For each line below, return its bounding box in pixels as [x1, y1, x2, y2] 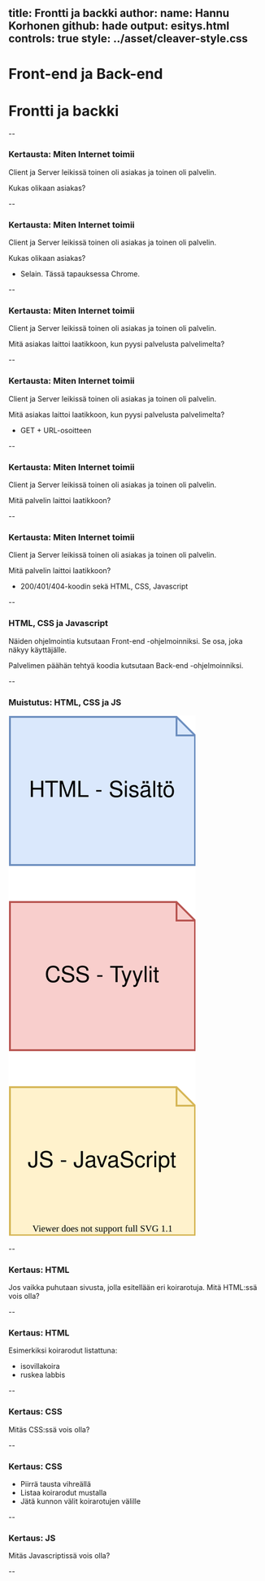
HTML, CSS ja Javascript [8, 618, 108, 629]
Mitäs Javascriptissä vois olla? [8, 1551, 111, 1561]
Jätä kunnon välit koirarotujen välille [20, 1496, 141, 1506]
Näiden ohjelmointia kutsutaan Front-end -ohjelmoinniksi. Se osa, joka [8, 636, 243, 645]
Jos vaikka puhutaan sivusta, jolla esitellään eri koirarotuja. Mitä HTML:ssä [8, 1283, 258, 1292]
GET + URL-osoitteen [20, 425, 92, 435]
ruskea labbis [20, 1370, 66, 1380]
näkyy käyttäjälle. [8, 645, 67, 654]
